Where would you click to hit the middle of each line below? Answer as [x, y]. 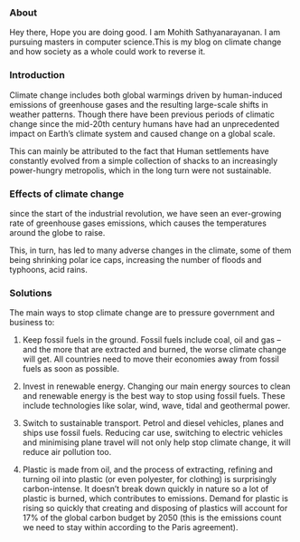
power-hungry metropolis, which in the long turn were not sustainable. [141, 170]
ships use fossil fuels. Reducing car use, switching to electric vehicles [152, 433]
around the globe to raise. [57, 232]
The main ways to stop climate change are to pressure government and [142, 313]
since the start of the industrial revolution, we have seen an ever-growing [145, 213]
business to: [32, 323]
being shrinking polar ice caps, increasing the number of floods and [136, 259]
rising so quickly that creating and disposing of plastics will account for [155, 508]
